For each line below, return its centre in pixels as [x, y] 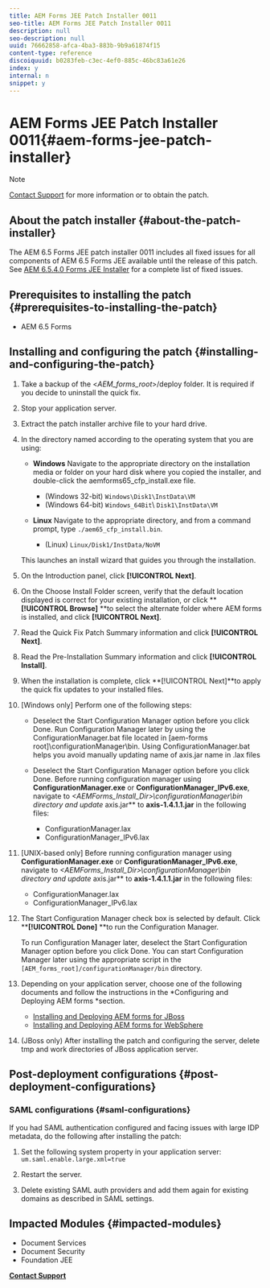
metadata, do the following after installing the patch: [95, 1136]
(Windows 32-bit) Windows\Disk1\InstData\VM [120, 496]
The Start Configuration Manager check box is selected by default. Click [140, 918]
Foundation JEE [47, 1260]
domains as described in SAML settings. [88, 1198]
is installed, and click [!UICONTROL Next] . [91, 617]
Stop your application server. [69, 408]
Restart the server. [51, 1174]
